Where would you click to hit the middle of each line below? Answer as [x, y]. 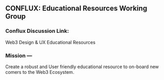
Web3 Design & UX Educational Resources [50, 42]
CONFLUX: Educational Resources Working [76, 8]
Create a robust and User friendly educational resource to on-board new [82, 67]
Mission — [19, 55]
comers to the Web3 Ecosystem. [40, 72]
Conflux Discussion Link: [37, 31]
